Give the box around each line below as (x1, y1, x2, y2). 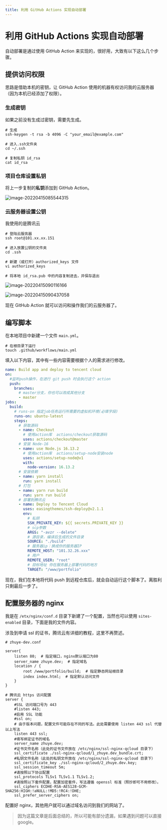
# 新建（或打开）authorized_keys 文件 (5, 259, 79, 265)
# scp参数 (27, 525, 46, 530)
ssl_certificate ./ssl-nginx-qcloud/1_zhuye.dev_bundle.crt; (14, 751, 144, 756)
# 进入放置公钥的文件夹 (5, 245, 47, 250)
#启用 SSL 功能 (14, 712, 43, 717)
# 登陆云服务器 (5, 231, 32, 236)
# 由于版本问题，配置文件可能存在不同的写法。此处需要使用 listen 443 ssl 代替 (14, 722, 162, 727)
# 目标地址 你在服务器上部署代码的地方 (27, 562, 98, 567)
